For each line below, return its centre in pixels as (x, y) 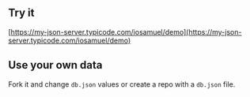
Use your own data (55, 65)
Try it (21, 13)
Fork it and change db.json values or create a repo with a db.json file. (122, 84)
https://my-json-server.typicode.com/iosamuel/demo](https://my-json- (126, 32)
